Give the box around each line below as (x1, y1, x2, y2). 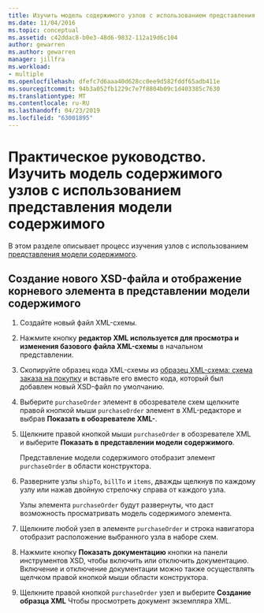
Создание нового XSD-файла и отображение (8, 273, 242, 286)
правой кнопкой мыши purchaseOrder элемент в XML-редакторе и (19, 405, 242, 414)
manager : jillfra (8, 56, 65, 64)
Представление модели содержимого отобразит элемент (19, 452, 216, 462)
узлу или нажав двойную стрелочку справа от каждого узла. (19, 485, 226, 494)
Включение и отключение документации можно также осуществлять (19, 564, 255, 574)
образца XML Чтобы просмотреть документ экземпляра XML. (19, 596, 232, 605)
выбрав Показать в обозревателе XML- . (19, 414, 158, 423)
